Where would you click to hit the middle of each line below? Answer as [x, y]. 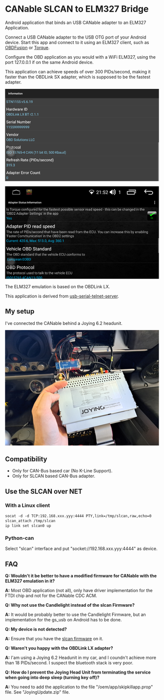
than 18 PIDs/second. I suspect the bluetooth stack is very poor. [69, 663]
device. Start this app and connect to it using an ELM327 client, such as [77, 42]
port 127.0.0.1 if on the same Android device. [49, 62]
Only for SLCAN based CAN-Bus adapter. [53, 476]
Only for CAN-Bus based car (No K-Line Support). [62, 471]
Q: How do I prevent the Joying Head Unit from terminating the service [78, 672]
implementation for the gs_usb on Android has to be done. [63, 620]
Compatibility [26, 459]
